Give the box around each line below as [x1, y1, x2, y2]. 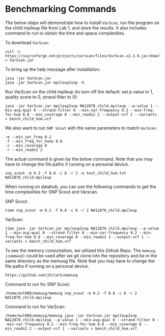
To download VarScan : [5, 39, 50, 45]
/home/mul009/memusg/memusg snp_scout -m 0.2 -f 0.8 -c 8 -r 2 [5, 291, 137, 296]
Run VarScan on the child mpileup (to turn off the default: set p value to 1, [5, 88, 154, 94]
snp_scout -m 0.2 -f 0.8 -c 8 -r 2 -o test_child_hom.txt [5, 170, 126, 175]
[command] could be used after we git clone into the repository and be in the [5, 252, 157, 258]
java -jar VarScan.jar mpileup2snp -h [5, 80, 84, 85]
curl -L [5, 49, 21, 54]
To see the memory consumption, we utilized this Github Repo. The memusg [5, 247, 156, 253]
